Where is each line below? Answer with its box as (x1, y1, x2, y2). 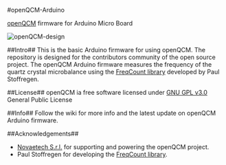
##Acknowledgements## (7, 130, 79, 137)
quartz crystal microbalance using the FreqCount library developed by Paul (7, 68, 220, 76)
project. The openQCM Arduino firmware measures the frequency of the (7, 60, 212, 68)
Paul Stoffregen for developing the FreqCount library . (16, 151, 168, 158)
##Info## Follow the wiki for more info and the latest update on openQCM (7, 109, 216, 117)
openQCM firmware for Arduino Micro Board (7, 19, 133, 27)
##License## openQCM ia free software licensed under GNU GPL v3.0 (7, 89, 208, 96)
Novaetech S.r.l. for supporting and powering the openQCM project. (16, 143, 210, 151)
